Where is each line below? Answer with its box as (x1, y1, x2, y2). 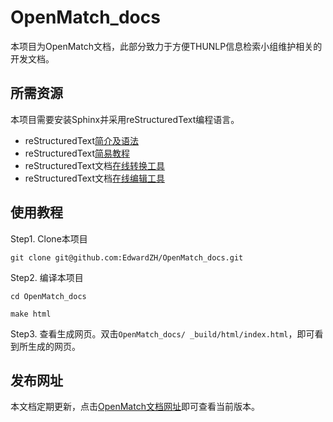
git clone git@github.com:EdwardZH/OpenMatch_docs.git (10, 252, 244, 263)
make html (10, 309, 52, 319)
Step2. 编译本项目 (10, 271, 84, 283)
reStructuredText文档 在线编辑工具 (24, 172, 166, 184)
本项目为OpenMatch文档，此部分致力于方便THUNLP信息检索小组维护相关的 (10, 40, 323, 52)
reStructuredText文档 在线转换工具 (24, 159, 166, 171)
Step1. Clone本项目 (10, 232, 88, 245)
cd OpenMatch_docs (10, 291, 87, 301)
